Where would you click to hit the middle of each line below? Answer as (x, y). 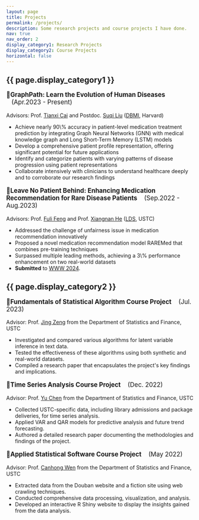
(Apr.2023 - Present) (42, 102)
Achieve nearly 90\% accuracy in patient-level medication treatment (98, 127)
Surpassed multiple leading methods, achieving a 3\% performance (97, 255)
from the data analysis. (43, 510)
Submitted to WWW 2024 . (48, 268)
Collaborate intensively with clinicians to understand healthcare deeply (101, 171)
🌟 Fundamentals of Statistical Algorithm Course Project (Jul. (99, 302)
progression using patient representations (66, 165)
